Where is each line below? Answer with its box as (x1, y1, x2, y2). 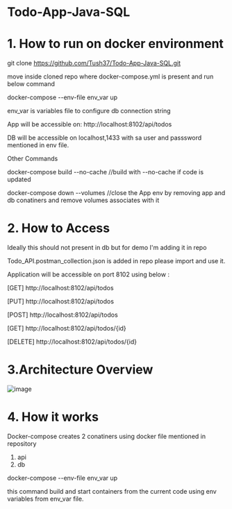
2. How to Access (7, 220, 110, 236)
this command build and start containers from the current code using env (7, 487, 217, 495)
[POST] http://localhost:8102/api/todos (7, 310, 118, 319)
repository (7, 439, 37, 448)
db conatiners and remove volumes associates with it (7, 196, 160, 205)
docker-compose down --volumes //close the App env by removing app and (7, 189, 226, 197)
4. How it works (7, 409, 99, 425)
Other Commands (7, 154, 58, 163)
